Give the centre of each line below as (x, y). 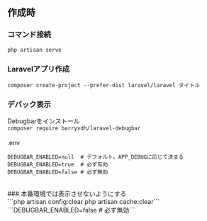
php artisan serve (34, 50)
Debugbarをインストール (44, 121)
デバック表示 (29, 104)
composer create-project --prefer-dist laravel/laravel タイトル (104, 85)
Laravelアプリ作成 (38, 69)
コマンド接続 (29, 35)
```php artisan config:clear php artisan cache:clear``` (84, 202)
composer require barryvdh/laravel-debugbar (74, 129)
